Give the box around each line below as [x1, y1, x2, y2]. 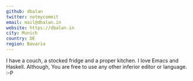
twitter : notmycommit [6, 14, 59, 20]
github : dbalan [6, 8, 43, 15]
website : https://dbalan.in [6, 24, 75, 31]
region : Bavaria [6, 41, 46, 47]
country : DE [6, 36, 35, 41]
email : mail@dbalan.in [6, 19, 61, 25]
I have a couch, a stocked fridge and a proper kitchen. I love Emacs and [6, 57, 179, 64]
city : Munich [6, 30, 38, 36]
